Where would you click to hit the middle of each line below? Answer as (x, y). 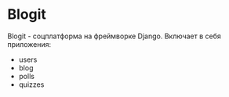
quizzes (31, 84)
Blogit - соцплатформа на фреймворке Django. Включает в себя (114, 36)
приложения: (29, 44)
